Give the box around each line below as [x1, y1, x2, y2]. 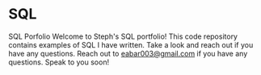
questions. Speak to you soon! [8, 57, 110, 67]
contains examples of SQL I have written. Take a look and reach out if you [8, 40, 254, 49]
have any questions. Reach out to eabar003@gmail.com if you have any [8, 48, 248, 58]
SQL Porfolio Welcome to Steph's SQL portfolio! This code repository [8, 31, 238, 41]
